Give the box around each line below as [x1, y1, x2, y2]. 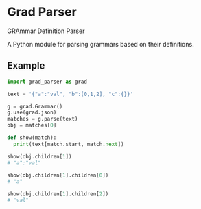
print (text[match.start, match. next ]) [13, 140, 125, 147]
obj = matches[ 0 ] [7, 122, 57, 129]
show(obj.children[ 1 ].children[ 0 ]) [7, 172, 109, 179]
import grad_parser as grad [7, 78, 88, 85]
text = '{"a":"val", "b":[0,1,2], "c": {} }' [7, 90, 134, 97]
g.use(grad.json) [7, 109, 57, 116]
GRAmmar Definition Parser [7, 27, 85, 35]
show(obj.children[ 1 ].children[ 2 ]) [7, 190, 109, 197]
